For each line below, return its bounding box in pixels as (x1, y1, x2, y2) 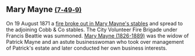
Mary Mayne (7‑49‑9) (6, 5, 82, 14)
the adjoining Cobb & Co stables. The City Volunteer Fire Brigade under (6, 26, 177, 33)
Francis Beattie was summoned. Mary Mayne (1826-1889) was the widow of (6, 32, 189, 39)
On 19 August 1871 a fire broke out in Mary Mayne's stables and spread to (6, 20, 183, 27)
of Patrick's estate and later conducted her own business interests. (6, 44, 168, 51)
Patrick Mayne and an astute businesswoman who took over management (6, 38, 184, 45)
